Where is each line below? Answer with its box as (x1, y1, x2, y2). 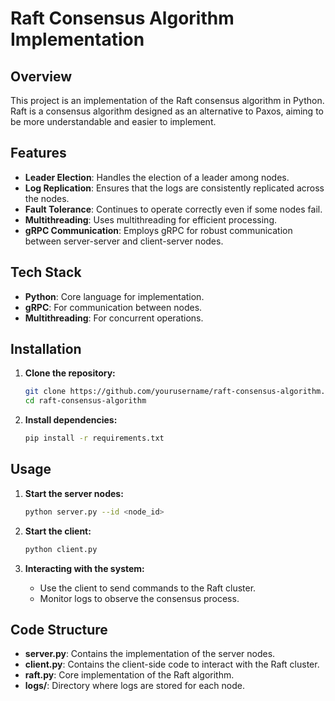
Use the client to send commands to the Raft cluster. (39, 582, 257, 594)
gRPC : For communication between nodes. (24, 301, 203, 313)
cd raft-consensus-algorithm (24, 396, 147, 406)
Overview (10, 68, 73, 85)
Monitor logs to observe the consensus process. (39, 592, 240, 604)
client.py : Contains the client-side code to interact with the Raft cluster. (24, 658, 320, 671)
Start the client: (24, 525, 92, 537)
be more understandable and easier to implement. (10, 116, 217, 127)
